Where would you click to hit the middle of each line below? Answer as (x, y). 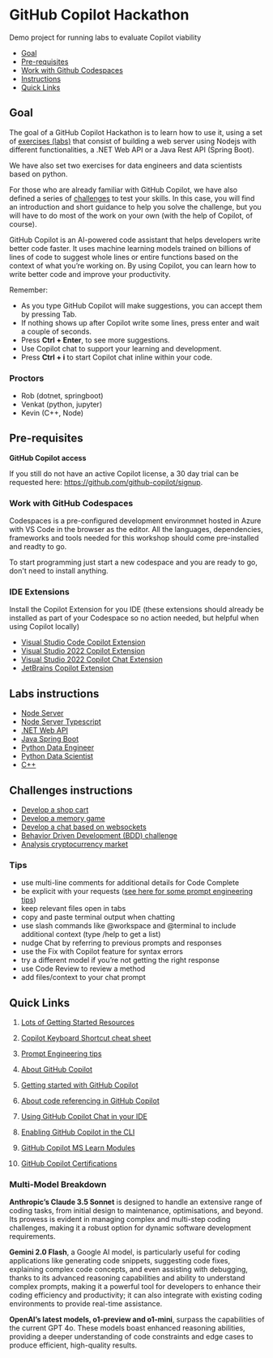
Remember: (28, 290)
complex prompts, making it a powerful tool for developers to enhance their (135, 1287)
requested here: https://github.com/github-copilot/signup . (106, 482)
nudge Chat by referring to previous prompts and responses (121, 943)
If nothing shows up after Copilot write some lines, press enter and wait (140, 322)
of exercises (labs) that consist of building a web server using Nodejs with (133, 141)
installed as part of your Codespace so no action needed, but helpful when (134, 618)
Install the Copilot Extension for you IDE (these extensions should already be (136, 610)
